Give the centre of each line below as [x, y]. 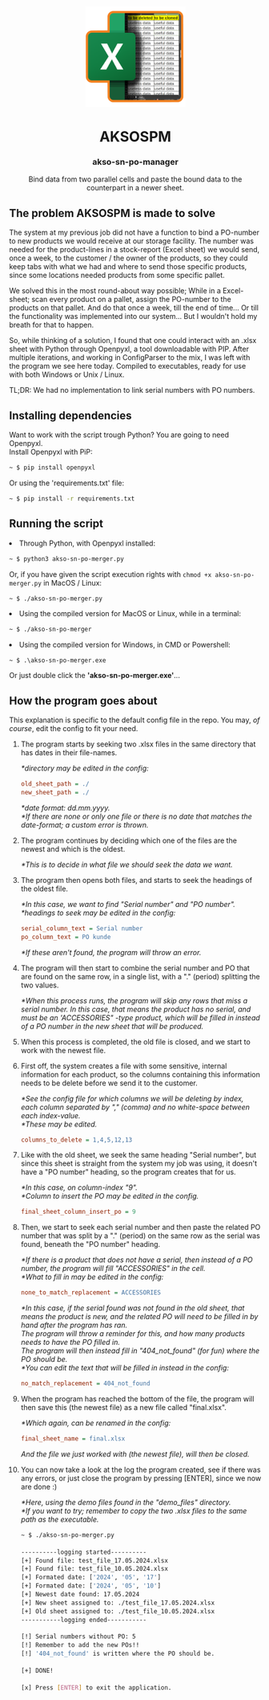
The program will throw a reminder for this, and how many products [132, 1334]
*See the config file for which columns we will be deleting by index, [132, 1098]
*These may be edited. [59, 1124]
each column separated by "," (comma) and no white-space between [135, 1107]
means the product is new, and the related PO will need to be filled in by [139, 1317]
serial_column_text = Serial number [82, 928]
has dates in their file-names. [69, 753]
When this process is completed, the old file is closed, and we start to [135, 1041]
